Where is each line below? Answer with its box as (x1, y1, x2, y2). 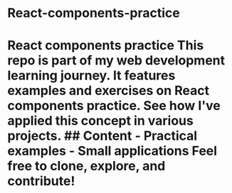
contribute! (7, 173, 75, 189)
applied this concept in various (7, 113, 194, 129)
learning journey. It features (7, 67, 176, 84)
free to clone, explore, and (7, 158, 166, 175)
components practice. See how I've (7, 98, 221, 114)
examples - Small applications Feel (7, 143, 218, 159)
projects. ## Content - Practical (7, 128, 198, 144)
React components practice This (7, 38, 204, 54)
